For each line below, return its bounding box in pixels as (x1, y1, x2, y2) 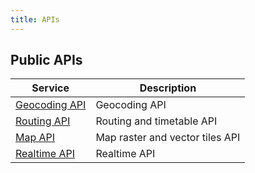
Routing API (15, 114, 71, 128)
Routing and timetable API (95, 114, 218, 128)
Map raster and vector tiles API (95, 131, 241, 145)
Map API (15, 131, 56, 145)
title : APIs (10, 14, 60, 25)
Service (31, 81, 70, 95)
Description (139, 81, 197, 95)
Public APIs (10, 52, 83, 69)
